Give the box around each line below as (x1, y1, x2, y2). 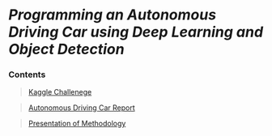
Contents (8, 69, 46, 80)
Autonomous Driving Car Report (28, 103, 135, 113)
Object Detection (8, 40, 125, 58)
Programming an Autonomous (8, 6, 217, 24)
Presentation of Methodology (28, 119, 126, 129)
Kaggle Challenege (28, 87, 92, 97)
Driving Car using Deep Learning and (8, 23, 264, 41)
